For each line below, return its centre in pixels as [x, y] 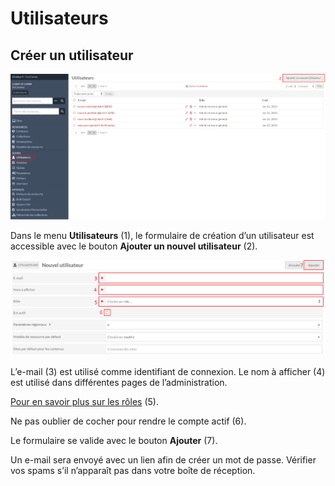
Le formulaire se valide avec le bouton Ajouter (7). [114, 440]
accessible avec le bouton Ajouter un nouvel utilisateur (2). [134, 246]
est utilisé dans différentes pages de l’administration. [119, 382]
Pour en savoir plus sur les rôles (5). [84, 401]
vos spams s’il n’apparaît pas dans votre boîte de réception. [133, 470]
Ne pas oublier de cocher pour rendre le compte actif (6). [128, 421]
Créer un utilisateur [72, 55]
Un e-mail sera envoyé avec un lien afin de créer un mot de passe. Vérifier [163, 459]
